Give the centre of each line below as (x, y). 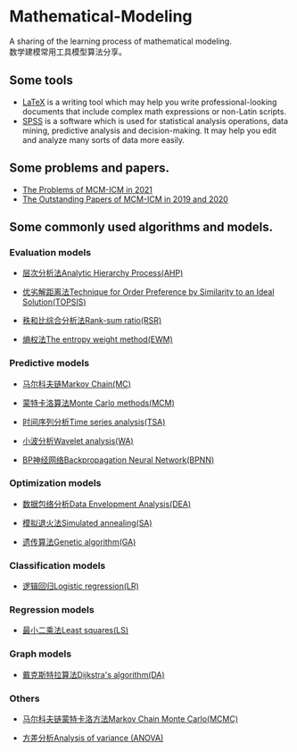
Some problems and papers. (89, 168)
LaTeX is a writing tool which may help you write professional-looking (149, 102)
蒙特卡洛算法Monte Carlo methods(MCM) (99, 403)
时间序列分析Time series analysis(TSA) (94, 422)
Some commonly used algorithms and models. (141, 226)
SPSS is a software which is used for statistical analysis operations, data (155, 121)
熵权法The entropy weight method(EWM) (98, 339)
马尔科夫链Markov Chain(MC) (77, 384)
